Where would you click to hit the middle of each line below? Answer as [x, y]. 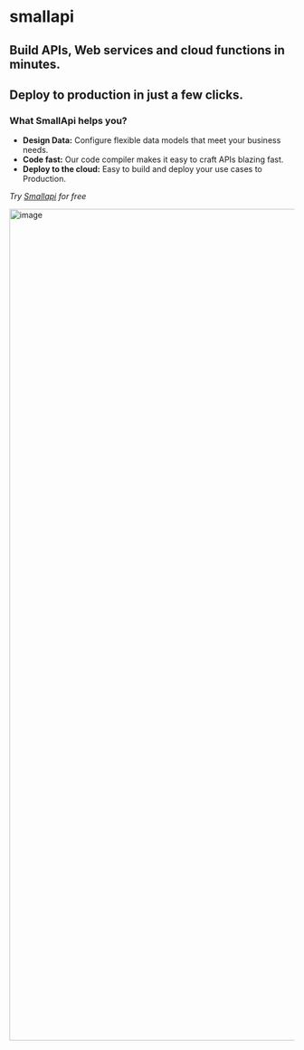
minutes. [35, 64]
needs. [35, 150]
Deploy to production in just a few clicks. [127, 95]
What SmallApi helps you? [68, 120]
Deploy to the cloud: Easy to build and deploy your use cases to [142, 169]
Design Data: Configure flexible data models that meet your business [152, 140]
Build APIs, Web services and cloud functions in [147, 50]
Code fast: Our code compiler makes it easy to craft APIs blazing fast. [153, 159]
